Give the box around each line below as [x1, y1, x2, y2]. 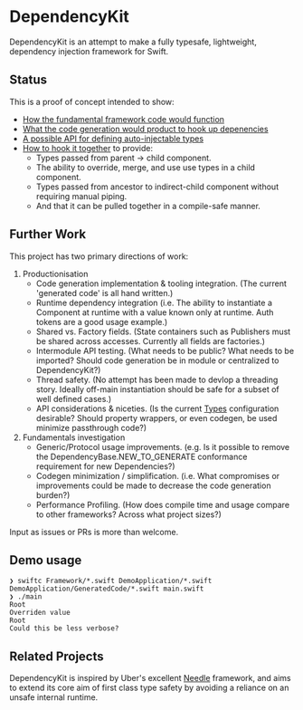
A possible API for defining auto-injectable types [22, 133, 204, 144]
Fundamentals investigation [22, 432, 126, 443]
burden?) [35, 489, 71, 500]
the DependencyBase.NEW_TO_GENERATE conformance [35, 451, 248, 462]
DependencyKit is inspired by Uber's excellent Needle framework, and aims [9, 673, 291, 684]
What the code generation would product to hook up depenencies [22, 123, 269, 134]
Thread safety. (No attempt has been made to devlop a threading [35, 374, 279, 385]
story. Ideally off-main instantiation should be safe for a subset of [35, 383, 279, 395]
